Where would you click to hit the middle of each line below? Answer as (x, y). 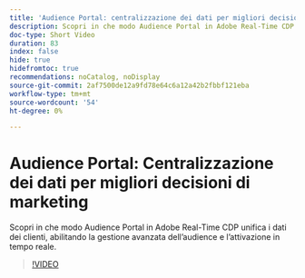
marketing (49, 202)
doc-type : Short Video (52, 35)
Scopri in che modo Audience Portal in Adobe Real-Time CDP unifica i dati (148, 227)
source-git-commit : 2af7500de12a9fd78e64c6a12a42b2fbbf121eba (129, 85)
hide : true (30, 60)
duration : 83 (34, 43)
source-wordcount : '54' (54, 102)
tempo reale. (33, 247)
